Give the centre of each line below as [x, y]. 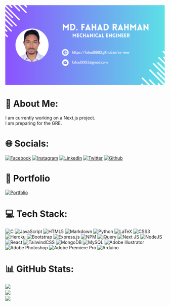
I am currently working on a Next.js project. [50, 118]
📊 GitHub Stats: [40, 269]
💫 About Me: [32, 104]
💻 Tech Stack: [36, 214]
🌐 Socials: [27, 144]
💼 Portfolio [28, 179]
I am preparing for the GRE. [34, 123]
